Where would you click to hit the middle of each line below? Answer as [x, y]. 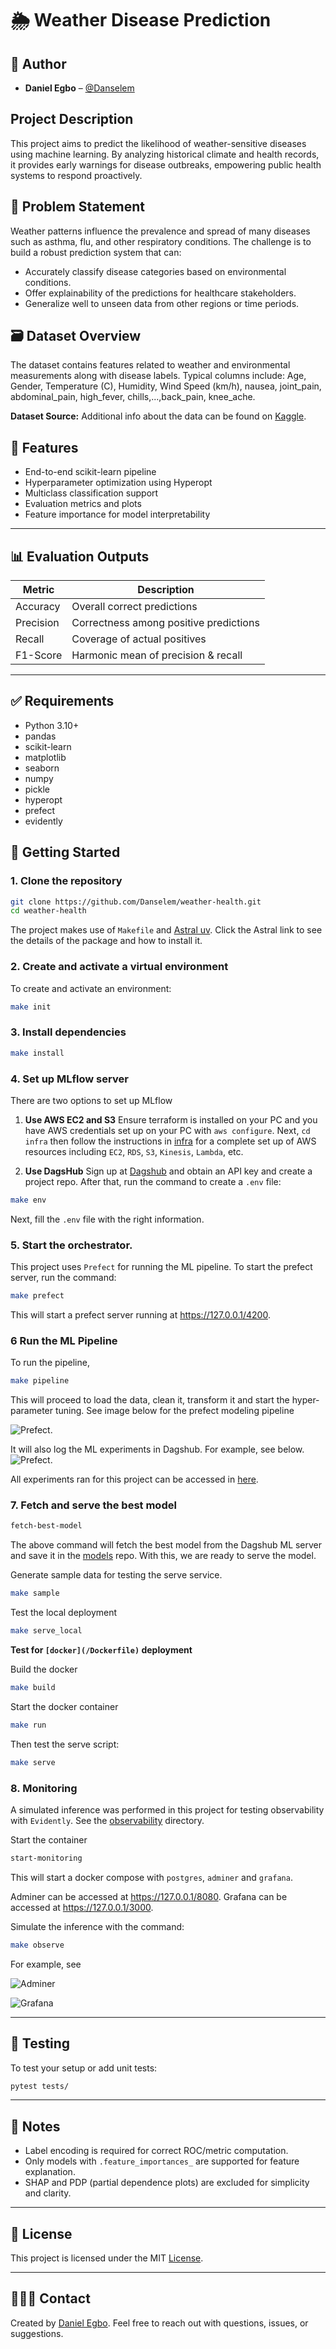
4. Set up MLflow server [69, 1079]
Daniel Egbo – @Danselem [79, 88]
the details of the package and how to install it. [106, 941]
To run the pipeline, [50, 1363]
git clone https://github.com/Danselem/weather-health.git [136, 902]
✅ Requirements [62, 701]
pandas [40, 736]
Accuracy [38, 607]
